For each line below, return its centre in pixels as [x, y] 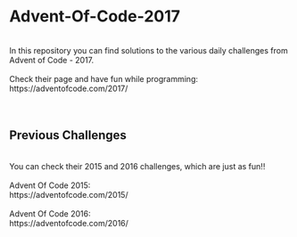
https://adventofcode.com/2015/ [69, 194]
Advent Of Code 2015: [50, 185]
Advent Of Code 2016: [50, 213]
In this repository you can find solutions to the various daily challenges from [148, 50]
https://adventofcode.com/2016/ [69, 223]
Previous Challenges [68, 135]
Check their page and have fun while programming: [104, 78]
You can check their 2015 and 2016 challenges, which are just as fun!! [137, 166]
